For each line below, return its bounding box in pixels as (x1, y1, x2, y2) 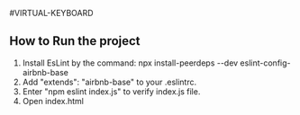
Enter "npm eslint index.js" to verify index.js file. (22, 85, 201, 97)
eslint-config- (240, 57, 291, 68)
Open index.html (22, 95, 84, 106)
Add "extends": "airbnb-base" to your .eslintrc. (22, 76, 196, 87)
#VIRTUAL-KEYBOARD (9, 8, 94, 18)
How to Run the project (9, 33, 141, 49)
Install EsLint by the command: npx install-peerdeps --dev (22, 57, 239, 68)
